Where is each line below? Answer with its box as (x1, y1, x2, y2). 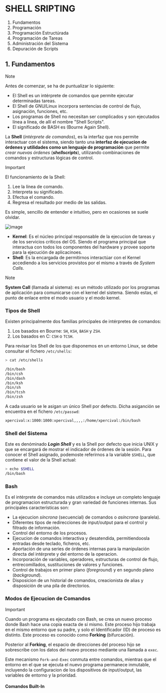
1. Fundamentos (5, 60, 55, 68)
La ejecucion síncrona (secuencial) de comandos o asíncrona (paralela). (12, 514, 161, 520)
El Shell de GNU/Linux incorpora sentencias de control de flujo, (12, 103, 141, 109)
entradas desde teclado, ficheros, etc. (12, 541, 90, 547)
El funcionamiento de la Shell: (5, 174, 66, 180)
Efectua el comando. (12, 194, 55, 200)
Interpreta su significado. (12, 189, 64, 195)
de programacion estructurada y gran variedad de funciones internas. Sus (5, 499, 157, 506)
